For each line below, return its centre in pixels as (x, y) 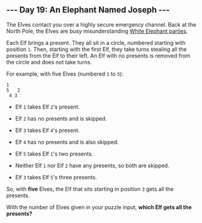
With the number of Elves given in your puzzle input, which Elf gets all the (99, 207)
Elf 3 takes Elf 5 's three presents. (56, 177)
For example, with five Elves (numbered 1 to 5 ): (65, 74)
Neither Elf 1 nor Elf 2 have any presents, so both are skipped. (92, 165)
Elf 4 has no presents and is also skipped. (67, 142)
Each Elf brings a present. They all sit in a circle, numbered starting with (96, 42)
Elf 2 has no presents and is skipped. (61, 118)
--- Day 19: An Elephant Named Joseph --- (88, 10)
